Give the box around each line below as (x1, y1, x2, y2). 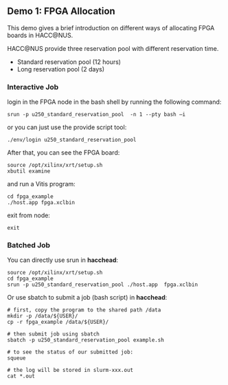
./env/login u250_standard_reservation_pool (7, 137, 137, 144)
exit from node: (7, 211, 50, 219)
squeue (7, 355, 26, 362)
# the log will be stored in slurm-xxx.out (7, 367, 134, 374)
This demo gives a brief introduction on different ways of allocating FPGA (7, 23, 215, 32)
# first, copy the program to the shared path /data (7, 307, 161, 313)
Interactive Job (7, 82, 59, 91)
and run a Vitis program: (7, 180, 76, 188)
